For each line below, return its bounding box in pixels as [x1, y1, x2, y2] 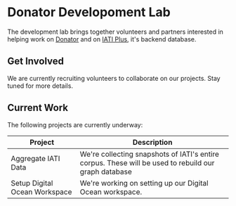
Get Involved [7, 56, 65, 67]
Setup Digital [11, 178, 53, 188]
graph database [79, 167, 132, 176]
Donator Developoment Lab [7, 4, 171, 20]
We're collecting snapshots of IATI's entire [79, 149, 220, 159]
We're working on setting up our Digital [79, 178, 209, 188]
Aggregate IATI [11, 153, 60, 163]
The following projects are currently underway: [7, 120, 143, 129]
